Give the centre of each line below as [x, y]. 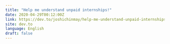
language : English [25, 29]
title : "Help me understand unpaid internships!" [59, 10]
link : [11, 19]
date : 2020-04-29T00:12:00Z [35, 15]
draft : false [19, 33]
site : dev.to [19, 24]
